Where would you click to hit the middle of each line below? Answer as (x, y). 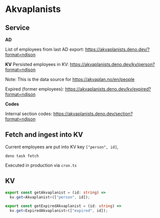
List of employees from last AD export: (45, 49)
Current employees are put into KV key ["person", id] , (62, 146)
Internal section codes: (29, 114)
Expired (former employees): (35, 89)
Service (17, 28)
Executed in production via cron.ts (41, 165)
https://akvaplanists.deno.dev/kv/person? (112, 64)
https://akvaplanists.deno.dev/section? (93, 114)
